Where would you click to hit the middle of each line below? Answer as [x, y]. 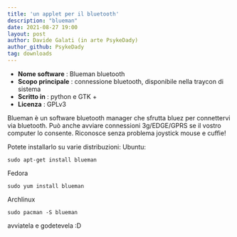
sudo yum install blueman [46, 186]
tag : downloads [30, 54]
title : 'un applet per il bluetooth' [63, 14]
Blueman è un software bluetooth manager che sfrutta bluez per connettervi [119, 117]
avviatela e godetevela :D [44, 226]
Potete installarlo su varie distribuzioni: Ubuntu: [77, 147]
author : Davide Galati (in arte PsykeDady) [73, 41]
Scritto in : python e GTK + [57, 96]
